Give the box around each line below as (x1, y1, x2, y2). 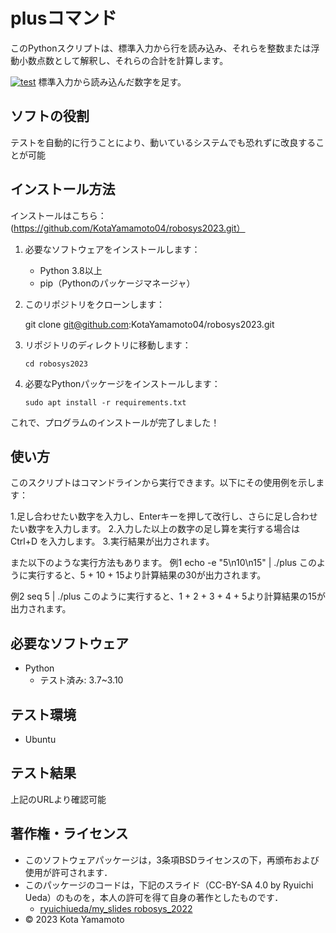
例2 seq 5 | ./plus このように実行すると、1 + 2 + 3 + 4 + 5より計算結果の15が (10, 590, 326, 603)
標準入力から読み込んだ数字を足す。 (38, 75, 187, 88)
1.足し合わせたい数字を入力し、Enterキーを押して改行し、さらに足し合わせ (10, 510, 318, 523)
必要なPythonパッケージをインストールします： (24, 377, 221, 389)
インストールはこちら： (10, 209, 107, 221)
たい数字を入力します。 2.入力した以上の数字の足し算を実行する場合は (10, 523, 301, 535)
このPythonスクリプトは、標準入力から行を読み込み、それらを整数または (10, 42, 312, 54)
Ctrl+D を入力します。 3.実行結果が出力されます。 (10, 535, 215, 548)
